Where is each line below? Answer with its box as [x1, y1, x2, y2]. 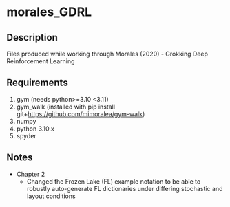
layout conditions [26, 192, 76, 200]
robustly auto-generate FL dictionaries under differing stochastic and [26, 184, 223, 193]
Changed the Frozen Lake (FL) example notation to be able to [26, 177, 201, 186]
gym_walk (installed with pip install [16, 102, 115, 111]
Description [6, 32, 58, 43]
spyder [16, 131, 37, 140]
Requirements [6, 77, 68, 89]
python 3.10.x [16, 124, 54, 133]
